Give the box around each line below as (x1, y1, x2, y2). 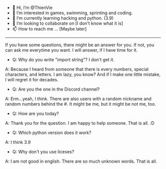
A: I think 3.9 (5, 139, 31, 145)
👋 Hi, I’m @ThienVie (12, 5, 53, 10)
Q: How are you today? (12, 111, 59, 116)
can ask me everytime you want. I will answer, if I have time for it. (5, 47, 138, 53)
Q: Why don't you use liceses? (12, 149, 75, 155)
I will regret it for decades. (5, 77, 58, 82)
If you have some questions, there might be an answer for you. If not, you (5, 42, 155, 48)
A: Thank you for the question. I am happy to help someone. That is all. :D (5, 120, 155, 126)
